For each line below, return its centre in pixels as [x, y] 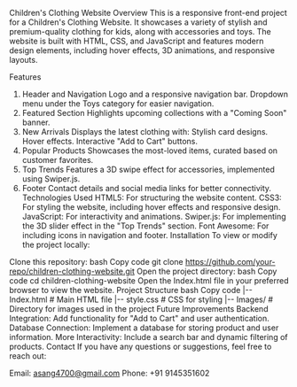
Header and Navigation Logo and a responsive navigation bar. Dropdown [155, 94]
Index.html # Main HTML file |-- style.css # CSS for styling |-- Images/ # [141, 299]
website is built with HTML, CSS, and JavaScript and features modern [137, 41]
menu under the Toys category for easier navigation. [118, 104]
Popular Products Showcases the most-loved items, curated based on [149, 151]
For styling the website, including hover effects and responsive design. [151, 207]
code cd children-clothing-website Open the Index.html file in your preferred [149, 281]
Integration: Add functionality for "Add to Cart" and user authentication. [140, 318]
